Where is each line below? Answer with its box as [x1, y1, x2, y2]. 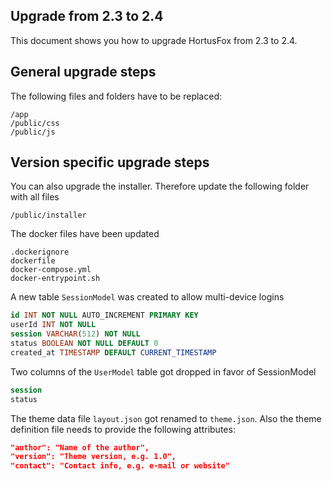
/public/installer [10, 210, 87, 221]
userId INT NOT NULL [10, 320, 97, 330]
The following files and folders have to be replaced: [10, 90, 222, 102]
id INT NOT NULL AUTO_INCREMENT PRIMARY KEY [10, 310, 199, 321]
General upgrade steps [10, 64, 157, 81]
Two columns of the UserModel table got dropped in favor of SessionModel [10, 365, 317, 378]
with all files [10, 191, 60, 203]
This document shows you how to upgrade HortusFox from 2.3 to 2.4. [10, 34, 298, 46]
